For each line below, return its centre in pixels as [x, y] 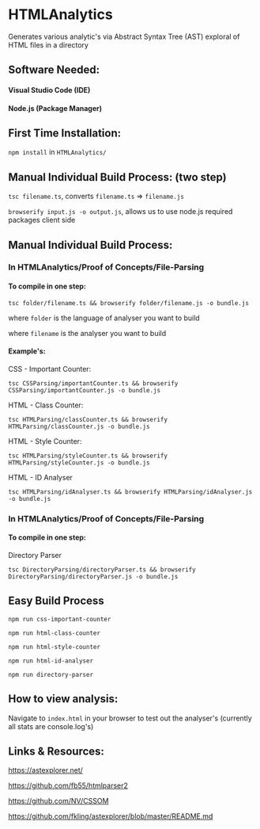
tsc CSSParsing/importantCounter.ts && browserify [93, 383]
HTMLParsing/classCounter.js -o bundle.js [79, 426]
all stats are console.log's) [51, 726]
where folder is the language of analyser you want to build [104, 318]
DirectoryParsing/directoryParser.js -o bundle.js [93, 576]
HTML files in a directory [49, 44]
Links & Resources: [57, 751]
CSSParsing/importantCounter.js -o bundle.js [84, 390]
